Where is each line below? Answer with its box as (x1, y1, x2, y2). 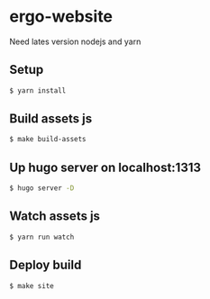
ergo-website (9, 6, 114, 27)
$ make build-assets (9, 135, 87, 144)
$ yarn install (9, 86, 67, 95)
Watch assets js (9, 209, 101, 224)
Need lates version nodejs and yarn (9, 36, 142, 47)
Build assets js (9, 111, 93, 127)
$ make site (9, 281, 54, 290)
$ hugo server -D (9, 184, 75, 193)
